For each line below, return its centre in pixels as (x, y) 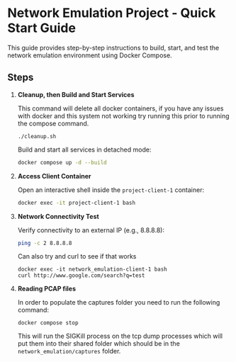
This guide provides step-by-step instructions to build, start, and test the (113, 47)
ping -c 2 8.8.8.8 (45, 243)
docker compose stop (48, 323)
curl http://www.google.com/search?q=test (81, 276)
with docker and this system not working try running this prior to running (123, 115)
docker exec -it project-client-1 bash (77, 203)
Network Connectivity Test (58, 216)
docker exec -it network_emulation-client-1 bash (92, 270)
